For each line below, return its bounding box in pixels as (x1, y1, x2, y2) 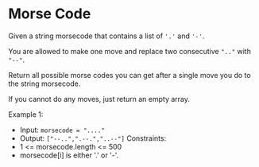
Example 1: (8, 109, 44, 119)
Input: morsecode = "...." (19, 125, 106, 134)
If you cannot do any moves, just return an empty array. (8, 94, 191, 103)
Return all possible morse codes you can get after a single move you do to (8, 70, 252, 80)
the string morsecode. (8, 79, 81, 88)
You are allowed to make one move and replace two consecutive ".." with (8, 46, 252, 56)
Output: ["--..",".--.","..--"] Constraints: (19, 133, 167, 143)
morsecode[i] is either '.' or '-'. (19, 150, 119, 160)
